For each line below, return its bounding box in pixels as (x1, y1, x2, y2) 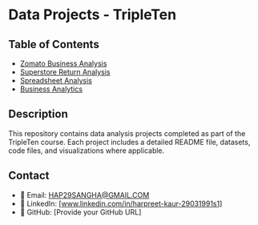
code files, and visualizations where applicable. (8, 146, 165, 155)
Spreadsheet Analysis (19, 76, 92, 85)
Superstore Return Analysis (19, 67, 111, 77)
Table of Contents (8, 38, 100, 51)
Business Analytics (19, 84, 83, 94)
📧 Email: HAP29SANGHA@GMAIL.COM (19, 190, 150, 199)
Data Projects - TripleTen (8, 6, 177, 24)
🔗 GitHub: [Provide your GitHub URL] (19, 207, 142, 217)
